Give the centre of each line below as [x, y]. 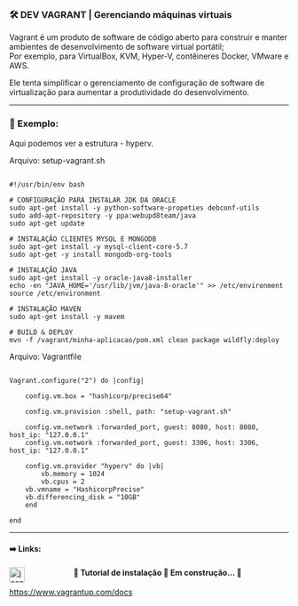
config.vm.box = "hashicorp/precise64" [99, 396]
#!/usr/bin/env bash [47, 184]
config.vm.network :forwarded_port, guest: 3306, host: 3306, [142, 443]
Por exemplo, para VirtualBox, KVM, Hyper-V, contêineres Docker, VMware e [149, 56]
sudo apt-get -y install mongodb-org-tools [91, 254]
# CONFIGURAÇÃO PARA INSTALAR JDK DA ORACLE [93, 200]
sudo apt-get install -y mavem [67, 316]
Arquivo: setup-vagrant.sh [57, 160]
